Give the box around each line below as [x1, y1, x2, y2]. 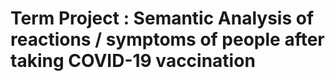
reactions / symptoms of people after [10, 28, 325, 51]
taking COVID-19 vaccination [10, 50, 256, 72]
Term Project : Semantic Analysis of [10, 7, 315, 30]
